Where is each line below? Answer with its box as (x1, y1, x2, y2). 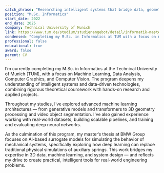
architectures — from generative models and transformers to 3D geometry (5, 106, 155, 112)
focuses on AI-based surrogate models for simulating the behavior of (5, 136, 144, 142)
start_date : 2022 (5, 16, 41, 21)
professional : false (5, 39, 47, 44)
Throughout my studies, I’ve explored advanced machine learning (5, 101, 138, 107)
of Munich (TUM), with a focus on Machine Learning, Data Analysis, (5, 71, 142, 77)
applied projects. (5, 92, 39, 97)
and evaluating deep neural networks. (5, 122, 82, 128)
